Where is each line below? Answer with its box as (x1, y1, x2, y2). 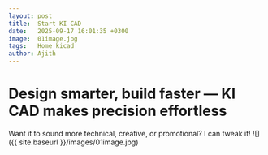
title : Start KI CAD (8, 19, 82, 28)
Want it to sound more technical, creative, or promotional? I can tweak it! (8, 128, 251, 138)
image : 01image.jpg (8, 34, 79, 43)
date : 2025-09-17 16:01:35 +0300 (8, 27, 129, 35)
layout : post (8, 11, 53, 20)
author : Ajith (8, 50, 57, 58)
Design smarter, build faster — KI (8, 84, 236, 103)
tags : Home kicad (8, 42, 75, 50)
